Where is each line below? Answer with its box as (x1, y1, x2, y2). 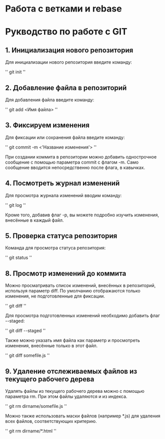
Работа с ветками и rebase (5, 3, 122, 15)
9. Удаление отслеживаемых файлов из (5, 367, 137, 375)
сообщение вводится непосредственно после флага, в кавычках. (5, 164, 145, 171)
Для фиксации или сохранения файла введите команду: (5, 134, 125, 140)
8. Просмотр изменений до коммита (5, 269, 126, 277)
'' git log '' (5, 202, 26, 208)
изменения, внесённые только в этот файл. (5, 343, 98, 349)
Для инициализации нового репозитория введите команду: (5, 59, 132, 65)
